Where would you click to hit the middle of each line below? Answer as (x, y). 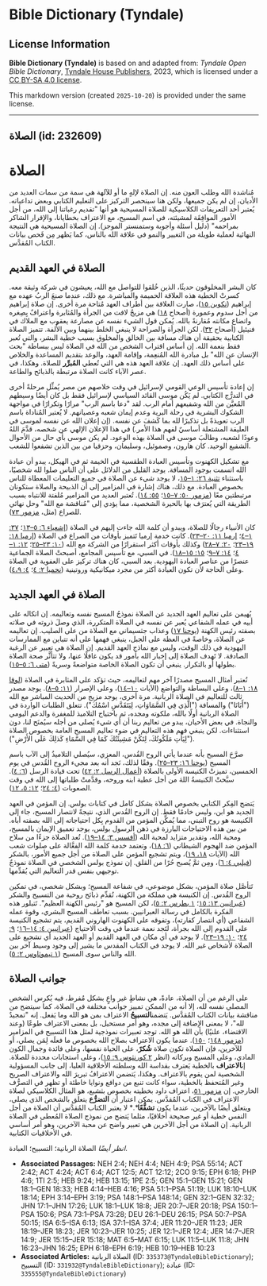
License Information (59, 44)
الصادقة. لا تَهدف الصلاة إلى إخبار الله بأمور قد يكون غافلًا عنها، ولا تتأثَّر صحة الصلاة (129, 655)
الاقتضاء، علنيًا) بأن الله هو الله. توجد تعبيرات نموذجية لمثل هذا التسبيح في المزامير (128, 1031)
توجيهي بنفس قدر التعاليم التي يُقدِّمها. (64, 871)
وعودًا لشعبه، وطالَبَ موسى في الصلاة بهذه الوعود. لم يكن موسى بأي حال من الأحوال (133, 438)
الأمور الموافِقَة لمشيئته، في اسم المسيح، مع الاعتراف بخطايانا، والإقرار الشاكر (123, 218)
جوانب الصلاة (38, 979)
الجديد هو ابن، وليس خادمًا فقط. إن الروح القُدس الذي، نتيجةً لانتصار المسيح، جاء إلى (132, 811)
